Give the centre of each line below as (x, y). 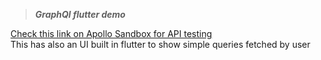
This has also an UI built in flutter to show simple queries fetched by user (160, 44)
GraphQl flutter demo (80, 14)
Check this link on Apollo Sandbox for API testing (111, 33)
